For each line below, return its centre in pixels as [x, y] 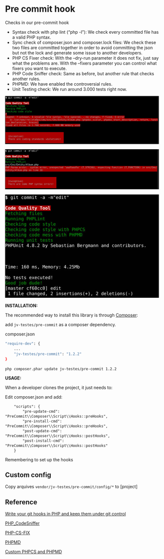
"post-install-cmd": [43, 441]
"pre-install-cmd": [42, 421]
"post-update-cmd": [42, 431]
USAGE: [13, 378]
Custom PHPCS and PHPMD [34, 552]
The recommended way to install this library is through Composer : [72, 315]
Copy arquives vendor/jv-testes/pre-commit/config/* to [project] [71, 487]
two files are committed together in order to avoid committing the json [82, 47]
